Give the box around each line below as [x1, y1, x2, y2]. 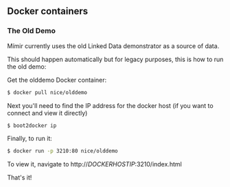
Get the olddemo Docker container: [7, 76, 107, 84]
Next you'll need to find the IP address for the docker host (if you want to [7, 101, 214, 109]
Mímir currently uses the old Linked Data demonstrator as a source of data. [7, 41, 220, 50]
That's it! [7, 173, 32, 181]
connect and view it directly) [7, 109, 88, 117]
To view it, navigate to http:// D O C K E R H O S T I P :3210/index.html [7, 160, 182, 168]
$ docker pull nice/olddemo [7, 89, 88, 96]
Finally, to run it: [7, 134, 53, 143]
